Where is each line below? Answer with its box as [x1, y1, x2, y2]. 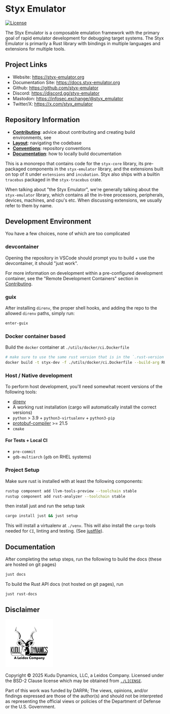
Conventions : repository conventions [12, 145, 91, 151]
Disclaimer [5, 606, 40, 614]
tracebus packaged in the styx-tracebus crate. [5, 176, 102, 182]
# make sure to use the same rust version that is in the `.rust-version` [5, 355, 166, 360]
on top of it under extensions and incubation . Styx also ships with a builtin [5, 171, 160, 177]
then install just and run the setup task [5, 503, 85, 509]
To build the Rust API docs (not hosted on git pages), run [5, 581, 124, 587]
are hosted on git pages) [5, 561, 57, 568]
